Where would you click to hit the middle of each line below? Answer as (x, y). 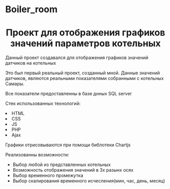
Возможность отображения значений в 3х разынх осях (73, 170)
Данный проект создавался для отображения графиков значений (77, 58)
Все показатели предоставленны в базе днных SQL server (69, 94)
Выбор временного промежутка (48, 175)
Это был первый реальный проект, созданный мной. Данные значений (83, 73)
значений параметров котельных (86, 44)
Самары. (15, 84)
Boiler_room (31, 9)
